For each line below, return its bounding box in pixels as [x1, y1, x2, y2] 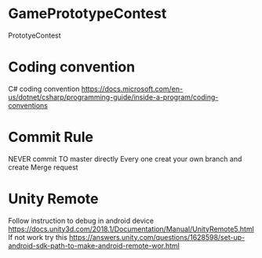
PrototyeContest [8, 31, 61, 40]
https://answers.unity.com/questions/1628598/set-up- [69, 232, 246, 242]
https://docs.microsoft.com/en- [81, 84, 183, 93]
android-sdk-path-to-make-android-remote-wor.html [8, 241, 180, 250]
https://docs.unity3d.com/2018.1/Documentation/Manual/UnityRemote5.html [8, 224, 255, 234]
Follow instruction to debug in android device [8, 216, 155, 225]
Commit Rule [8, 129, 94, 146]
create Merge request [8, 162, 78, 172]
